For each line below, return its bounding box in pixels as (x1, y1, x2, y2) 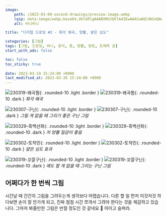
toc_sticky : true (5, 61, 41, 67)
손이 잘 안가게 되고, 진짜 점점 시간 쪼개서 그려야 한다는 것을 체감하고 (18, 199, 150, 205)
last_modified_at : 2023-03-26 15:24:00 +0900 (5, 75, 101, 81)
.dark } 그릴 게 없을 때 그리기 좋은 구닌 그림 (5, 112, 89, 119)
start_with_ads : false (5, 48, 52, 53)
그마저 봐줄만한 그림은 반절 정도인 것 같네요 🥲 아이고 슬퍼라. (15, 205, 131, 211)
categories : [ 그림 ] (5, 39, 44, 44)
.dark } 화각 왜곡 (10, 96, 43, 102)
